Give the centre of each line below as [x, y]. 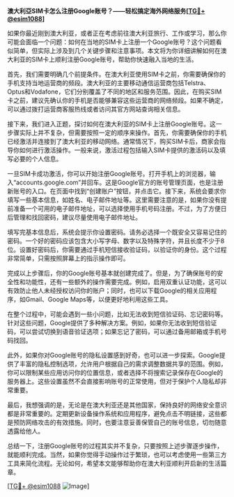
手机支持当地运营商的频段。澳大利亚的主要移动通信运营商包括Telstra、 [109, 83]
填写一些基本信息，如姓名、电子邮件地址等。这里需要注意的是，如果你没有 [114, 200]
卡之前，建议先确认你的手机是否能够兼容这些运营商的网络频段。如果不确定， [117, 100]
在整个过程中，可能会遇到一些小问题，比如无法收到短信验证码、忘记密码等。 [117, 314]
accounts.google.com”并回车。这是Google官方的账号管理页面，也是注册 [120, 182]
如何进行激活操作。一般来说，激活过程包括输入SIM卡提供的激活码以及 [119, 150]
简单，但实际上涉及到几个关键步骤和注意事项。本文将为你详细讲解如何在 [117, 51]
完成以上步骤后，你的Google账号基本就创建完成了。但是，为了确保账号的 [112, 273]
